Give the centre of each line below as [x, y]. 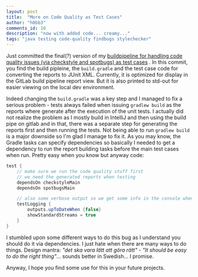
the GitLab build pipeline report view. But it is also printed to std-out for [92, 81]
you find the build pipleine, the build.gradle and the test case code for [92, 68]
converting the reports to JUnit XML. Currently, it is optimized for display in [97, 75]
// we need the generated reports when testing [76, 177]
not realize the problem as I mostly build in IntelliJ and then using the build [96, 118]
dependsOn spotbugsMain [46, 188]
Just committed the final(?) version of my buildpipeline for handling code [94, 56]
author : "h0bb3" [26, 22]
